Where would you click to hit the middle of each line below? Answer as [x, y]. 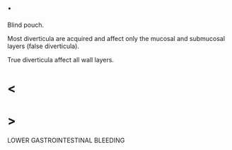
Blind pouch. [26, 25]
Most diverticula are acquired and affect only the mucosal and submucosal [116, 38]
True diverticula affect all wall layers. [61, 59]
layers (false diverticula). [43, 46]
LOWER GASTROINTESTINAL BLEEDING [66, 140]
